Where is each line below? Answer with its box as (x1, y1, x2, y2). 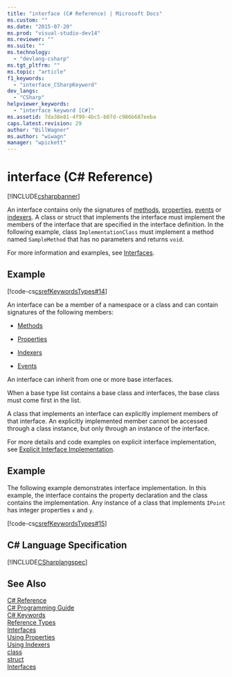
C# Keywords (7, 611, 46, 619)
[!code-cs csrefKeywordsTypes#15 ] (7, 519, 107, 528)
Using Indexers (7, 640, 51, 649)
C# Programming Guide (7, 603, 75, 612)
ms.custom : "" (7, 17, 48, 24)
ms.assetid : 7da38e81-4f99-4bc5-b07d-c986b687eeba (7, 113, 157, 120)
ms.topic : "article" (7, 68, 67, 75)
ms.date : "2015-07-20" (7, 23, 73, 30)
